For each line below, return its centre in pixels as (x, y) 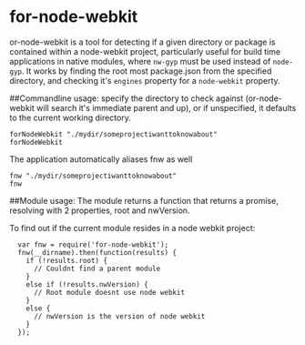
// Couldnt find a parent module (97, 269)
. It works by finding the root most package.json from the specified (147, 71)
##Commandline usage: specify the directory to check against (127, 98)
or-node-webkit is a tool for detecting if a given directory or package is (142, 42)
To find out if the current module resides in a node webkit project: (132, 228)
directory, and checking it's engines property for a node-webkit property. (145, 80)
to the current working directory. (71, 117)
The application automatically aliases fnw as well (101, 159)
